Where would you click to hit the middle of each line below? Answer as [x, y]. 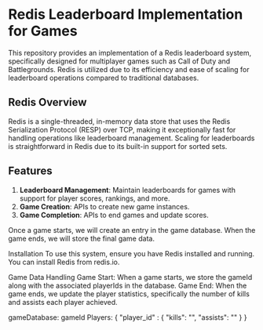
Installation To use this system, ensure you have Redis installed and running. [131, 253]
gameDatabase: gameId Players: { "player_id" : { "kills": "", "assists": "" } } [128, 317]
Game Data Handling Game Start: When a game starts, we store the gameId [130, 277]
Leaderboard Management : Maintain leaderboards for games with [127, 190]
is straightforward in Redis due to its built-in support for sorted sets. [118, 146]
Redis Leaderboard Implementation [126, 15]
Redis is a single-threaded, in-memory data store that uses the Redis [119, 121]
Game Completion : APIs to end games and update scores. [114, 215]
